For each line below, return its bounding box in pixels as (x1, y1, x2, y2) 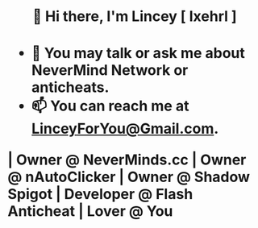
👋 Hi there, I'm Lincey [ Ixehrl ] (32, 7, 237, 26)
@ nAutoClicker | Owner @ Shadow (7, 168, 251, 186)
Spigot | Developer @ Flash (7, 185, 193, 204)
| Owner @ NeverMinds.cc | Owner (7, 151, 247, 169)
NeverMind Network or (31, 61, 189, 80)
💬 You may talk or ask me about (31, 44, 245, 63)
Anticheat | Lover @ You (7, 202, 173, 221)
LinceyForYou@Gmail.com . (31, 120, 219, 138)
